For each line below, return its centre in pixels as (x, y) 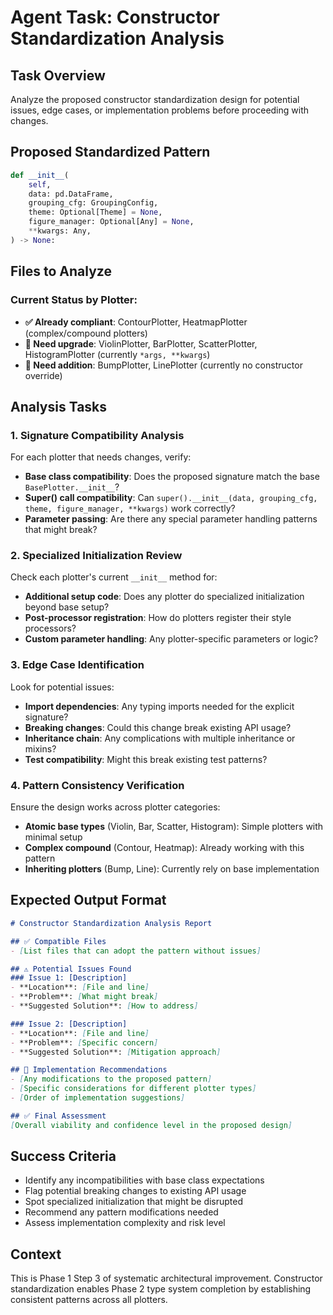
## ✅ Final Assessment (58, 1116)
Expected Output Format (88, 900)
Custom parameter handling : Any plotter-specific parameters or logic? (171, 639)
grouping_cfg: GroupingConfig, (93, 203)
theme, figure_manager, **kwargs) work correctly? (130, 508)
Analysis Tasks (59, 406)
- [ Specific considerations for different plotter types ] (133, 1089)
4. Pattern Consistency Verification (97, 785)
